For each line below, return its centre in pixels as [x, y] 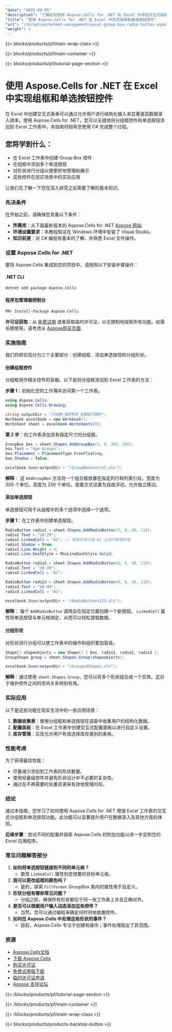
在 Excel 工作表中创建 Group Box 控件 [52, 157]
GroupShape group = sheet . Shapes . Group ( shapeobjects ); [65, 657]
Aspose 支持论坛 [30, 984]
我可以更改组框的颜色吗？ [40, 880]
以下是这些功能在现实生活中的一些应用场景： [52, 710]
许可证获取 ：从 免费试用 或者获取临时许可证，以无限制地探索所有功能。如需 [85, 321]
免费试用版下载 [28, 971]
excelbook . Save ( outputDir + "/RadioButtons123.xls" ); [64, 601]
